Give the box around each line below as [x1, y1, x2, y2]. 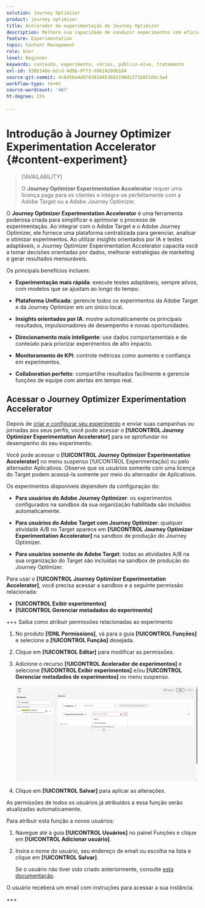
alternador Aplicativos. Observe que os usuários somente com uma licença [6, 464, 195, 471]
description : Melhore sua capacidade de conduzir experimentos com [6, 29, 182, 35]
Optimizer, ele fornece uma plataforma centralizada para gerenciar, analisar [6, 229, 196, 236]
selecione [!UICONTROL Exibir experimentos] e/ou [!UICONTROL [15, 667, 182, 674]
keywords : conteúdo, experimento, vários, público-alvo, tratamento [6, 61, 184, 67]
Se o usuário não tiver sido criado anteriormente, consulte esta [15, 866, 174, 873]
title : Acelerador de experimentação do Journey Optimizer [6, 23, 160, 29]
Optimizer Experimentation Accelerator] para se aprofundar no [6, 433, 168, 440]
